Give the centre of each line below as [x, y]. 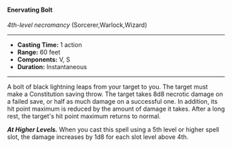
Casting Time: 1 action [49, 45]
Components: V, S [43, 59]
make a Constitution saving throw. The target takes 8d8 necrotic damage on [115, 94]
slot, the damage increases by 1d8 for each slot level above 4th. [98, 137]
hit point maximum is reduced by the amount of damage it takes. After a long [116, 109]
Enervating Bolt [30, 10]
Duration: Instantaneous [52, 67]
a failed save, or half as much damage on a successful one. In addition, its [113, 102]
